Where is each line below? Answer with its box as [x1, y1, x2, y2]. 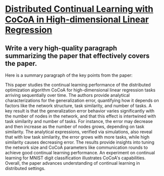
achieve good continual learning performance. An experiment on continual [5, 150, 155, 155]
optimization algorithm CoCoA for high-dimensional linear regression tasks [5, 87, 156, 93]
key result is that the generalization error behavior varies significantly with [5, 108, 155, 114]
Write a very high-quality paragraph [5, 44, 117, 52]
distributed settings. [5, 166, 46, 171]
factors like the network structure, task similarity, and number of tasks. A [5, 103, 152, 109]
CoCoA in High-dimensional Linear [5, 14, 149, 25]
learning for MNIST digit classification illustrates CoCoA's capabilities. [5, 155, 146, 161]
